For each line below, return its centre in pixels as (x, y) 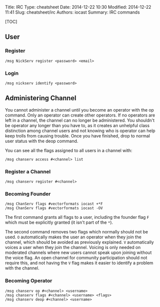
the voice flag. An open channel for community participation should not (76, 258)
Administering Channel (41, 98)
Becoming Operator (29, 281)
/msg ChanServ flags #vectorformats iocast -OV (54, 208)
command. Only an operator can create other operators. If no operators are (80, 115)
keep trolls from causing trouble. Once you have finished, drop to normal (78, 135)
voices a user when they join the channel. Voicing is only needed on (73, 248)
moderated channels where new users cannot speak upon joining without (78, 252)
